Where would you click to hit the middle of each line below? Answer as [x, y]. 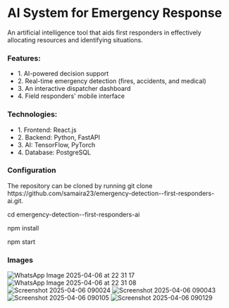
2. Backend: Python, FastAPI [59, 137]
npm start [21, 242]
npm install [23, 228]
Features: [24, 58]
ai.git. [15, 201]
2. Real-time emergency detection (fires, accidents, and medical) [112, 81]
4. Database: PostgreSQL [54, 152]
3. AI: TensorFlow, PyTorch [56, 144]
